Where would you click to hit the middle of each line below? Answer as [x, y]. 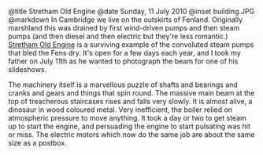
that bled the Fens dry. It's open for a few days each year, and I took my [125, 53]
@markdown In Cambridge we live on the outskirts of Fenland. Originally [126, 20]
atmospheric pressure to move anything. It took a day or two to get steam [127, 118]
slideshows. [28, 69]
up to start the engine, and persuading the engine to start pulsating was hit [129, 126]
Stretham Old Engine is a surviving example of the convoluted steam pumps [131, 45]
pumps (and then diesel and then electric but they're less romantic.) [118, 36]
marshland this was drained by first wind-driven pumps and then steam [124, 28]
